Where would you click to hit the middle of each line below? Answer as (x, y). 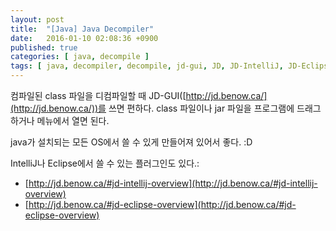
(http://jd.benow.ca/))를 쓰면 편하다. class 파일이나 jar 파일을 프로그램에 (152, 108)
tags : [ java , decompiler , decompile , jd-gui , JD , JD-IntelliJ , (147, 66)
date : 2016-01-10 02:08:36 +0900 (84, 38)
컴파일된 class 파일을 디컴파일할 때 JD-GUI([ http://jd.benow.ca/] (139, 95)
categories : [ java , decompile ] (80, 57)
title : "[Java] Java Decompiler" (82, 29)
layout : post (37, 19)
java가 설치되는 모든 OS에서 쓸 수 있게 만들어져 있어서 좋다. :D (131, 142)
